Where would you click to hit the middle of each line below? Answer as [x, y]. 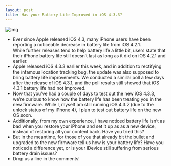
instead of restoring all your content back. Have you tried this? [78, 131]
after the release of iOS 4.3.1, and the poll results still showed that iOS [86, 83]
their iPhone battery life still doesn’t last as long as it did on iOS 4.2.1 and [89, 55]
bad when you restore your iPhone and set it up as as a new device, [84, 126]
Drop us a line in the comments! [46, 158]
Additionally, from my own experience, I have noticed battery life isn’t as [89, 121]
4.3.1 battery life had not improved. [49, 88]
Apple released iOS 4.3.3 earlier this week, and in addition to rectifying [87, 66]
